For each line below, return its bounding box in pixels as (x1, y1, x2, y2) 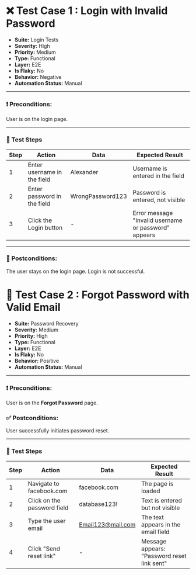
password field (27, 504, 69, 512)
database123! (78, 500, 118, 508)
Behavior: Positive (14, 357, 60, 364)
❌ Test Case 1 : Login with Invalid (6, 4, 168, 18)
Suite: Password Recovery (14, 320, 79, 327)
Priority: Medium (14, 49, 57, 56)
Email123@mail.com (78, 520, 136, 528)
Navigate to (27, 479, 60, 487)
